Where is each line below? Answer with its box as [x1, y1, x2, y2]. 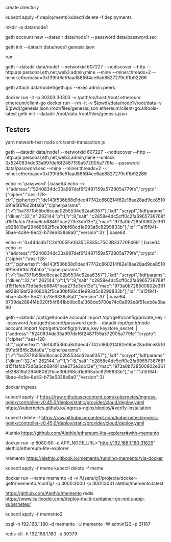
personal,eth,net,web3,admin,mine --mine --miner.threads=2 [22, 69, 152, 75]
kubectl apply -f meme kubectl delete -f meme [5, 465, 104, 471]
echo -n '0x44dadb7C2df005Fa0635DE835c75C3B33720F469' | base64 [5, 239, 160, 245]
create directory [5, 5, 39, 10]
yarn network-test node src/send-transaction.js [5, 139, 105, 145]
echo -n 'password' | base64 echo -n [5, 180, 84, 186]
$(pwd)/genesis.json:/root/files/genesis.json [5, 105, 99, 111]
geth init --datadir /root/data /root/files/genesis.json [17, 111, 128, 116]
